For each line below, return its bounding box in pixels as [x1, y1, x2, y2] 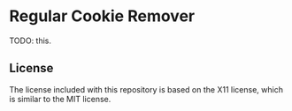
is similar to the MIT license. [9, 93, 111, 104]
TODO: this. [9, 35, 51, 46]
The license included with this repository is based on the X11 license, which [9, 84, 283, 94]
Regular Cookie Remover [9, 6, 196, 26]
